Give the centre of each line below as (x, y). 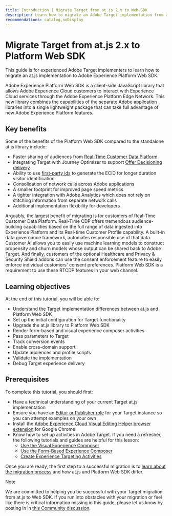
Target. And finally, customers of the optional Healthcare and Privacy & (80, 254)
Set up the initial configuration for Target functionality (69, 319)
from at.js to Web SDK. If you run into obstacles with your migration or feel (84, 497)
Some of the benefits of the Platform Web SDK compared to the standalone (85, 141)
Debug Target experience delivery (49, 363)
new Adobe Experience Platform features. (49, 113)
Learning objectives (38, 286)
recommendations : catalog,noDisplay (44, 20)
